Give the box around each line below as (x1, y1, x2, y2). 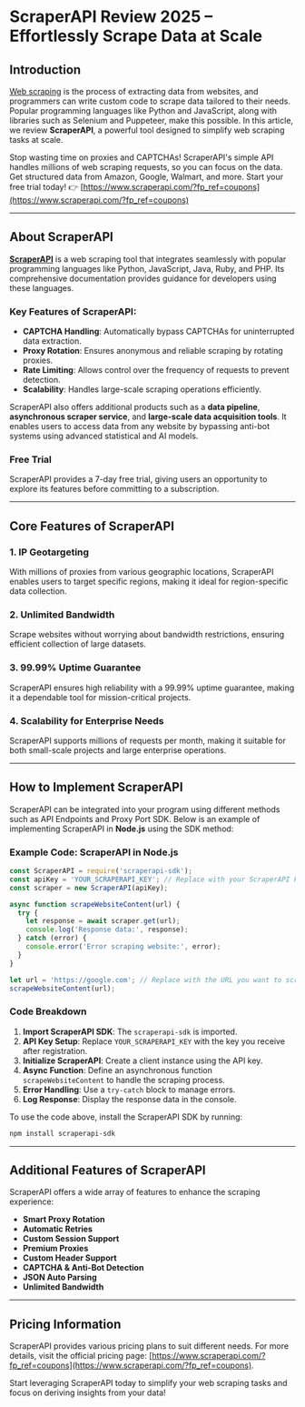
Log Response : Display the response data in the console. (22, 1093, 238, 1104)
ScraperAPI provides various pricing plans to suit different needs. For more (9, 1341, 289, 1352)
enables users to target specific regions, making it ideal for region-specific (9, 576, 289, 588)
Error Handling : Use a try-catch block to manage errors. (22, 1084, 236, 1095)
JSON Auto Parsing (22, 1271, 97, 1283)
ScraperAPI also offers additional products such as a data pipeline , (9, 402, 261, 413)
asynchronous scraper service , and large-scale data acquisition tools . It (9, 411, 288, 422)
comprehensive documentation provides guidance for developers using (9, 273, 277, 284)
